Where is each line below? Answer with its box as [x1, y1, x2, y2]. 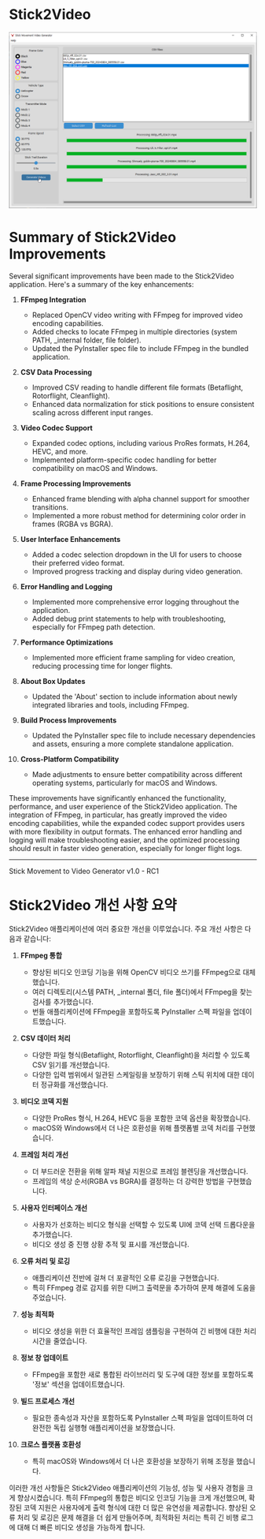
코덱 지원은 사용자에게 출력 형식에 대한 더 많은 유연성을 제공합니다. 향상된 [23, 1503, 248, 1512]
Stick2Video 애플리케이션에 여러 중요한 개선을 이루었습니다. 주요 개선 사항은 [9, 924, 243, 933]
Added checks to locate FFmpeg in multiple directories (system [31, 327, 237, 336]
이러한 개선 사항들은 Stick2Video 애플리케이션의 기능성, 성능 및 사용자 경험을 [9, 1483, 245, 1492]
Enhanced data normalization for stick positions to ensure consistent [31, 399, 255, 409]
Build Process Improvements [20, 715, 117, 725]
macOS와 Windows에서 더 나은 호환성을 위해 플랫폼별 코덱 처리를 [31, 1122, 235, 1133]
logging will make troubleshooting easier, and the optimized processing [9, 835, 240, 845]
